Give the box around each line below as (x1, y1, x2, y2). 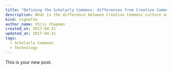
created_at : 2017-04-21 (5, 26, 56, 31)
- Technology (10, 45, 38, 50)
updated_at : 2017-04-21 (5, 31, 56, 36)
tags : (5, 36, 17, 41)
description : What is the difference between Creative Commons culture (5, 12, 161, 17)
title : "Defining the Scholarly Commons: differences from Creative (5, 7, 155, 13)
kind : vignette (5, 17, 38, 22)
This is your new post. (5, 59, 52, 65)
